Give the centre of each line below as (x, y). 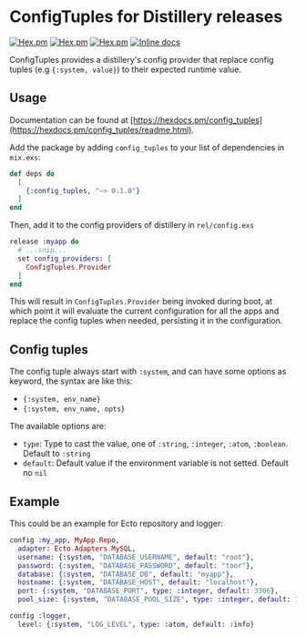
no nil (35, 473)
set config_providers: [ (65, 258)
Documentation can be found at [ (71, 119)
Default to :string (56, 454)
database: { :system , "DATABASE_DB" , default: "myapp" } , (126, 574)
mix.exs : (25, 157)
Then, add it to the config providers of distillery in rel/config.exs (132, 225)
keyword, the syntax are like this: (71, 381)
